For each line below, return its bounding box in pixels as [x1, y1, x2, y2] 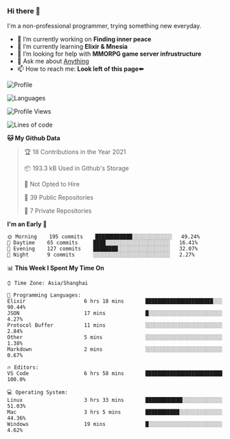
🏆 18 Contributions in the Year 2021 [23, 148, 126, 156]
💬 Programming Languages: [7, 292, 81, 299]
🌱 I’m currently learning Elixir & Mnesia [16, 43, 128, 51]
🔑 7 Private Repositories [23, 206, 92, 215]
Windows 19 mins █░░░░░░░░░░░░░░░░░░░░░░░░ [7, 421, 223, 428]
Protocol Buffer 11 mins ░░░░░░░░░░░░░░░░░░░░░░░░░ [7, 322, 223, 329]
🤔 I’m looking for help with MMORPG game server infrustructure [16, 50, 202, 58]
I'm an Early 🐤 [7, 220, 47, 228]
